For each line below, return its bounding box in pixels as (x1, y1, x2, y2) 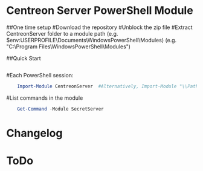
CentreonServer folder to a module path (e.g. (6, 30, 118, 37)
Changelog (6, 126, 63, 140)
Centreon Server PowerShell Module (6, 4, 193, 18)
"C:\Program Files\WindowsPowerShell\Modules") (6, 43, 131, 50)
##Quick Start (6, 54, 41, 62)
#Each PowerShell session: (6, 71, 74, 79)
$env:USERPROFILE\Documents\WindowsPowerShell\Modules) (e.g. (6, 36, 177, 44)
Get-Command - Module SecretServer (17, 106, 104, 112)
